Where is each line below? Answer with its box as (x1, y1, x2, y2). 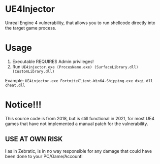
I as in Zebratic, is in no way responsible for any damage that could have (5, 148, 152, 154)
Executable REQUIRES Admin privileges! (12, 58, 94, 65)
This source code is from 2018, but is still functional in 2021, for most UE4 (5, 115, 155, 121)
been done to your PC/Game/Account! (5, 153, 83, 159)
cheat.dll (5, 83, 26, 88)
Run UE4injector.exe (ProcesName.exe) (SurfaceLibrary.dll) (12, 64, 139, 69)
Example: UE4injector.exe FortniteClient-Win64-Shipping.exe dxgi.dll (5, 77, 153, 83)
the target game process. (5, 25, 57, 31)
